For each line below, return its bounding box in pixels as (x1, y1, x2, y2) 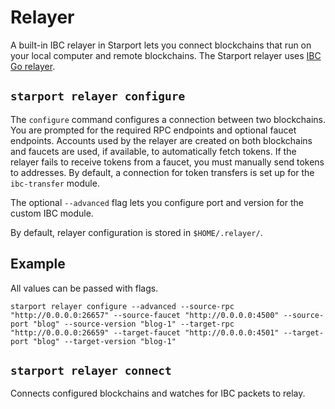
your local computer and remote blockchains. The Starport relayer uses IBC (10, 49, 322, 61)
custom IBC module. (10, 207, 94, 219)
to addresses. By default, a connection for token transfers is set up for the (10, 166, 315, 178)
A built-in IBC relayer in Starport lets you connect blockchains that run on (10, 39, 312, 51)
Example (10, 256, 66, 273)
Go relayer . (10, 60, 56, 72)
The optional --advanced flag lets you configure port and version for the (10, 196, 304, 208)
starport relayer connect (10, 363, 172, 378)
